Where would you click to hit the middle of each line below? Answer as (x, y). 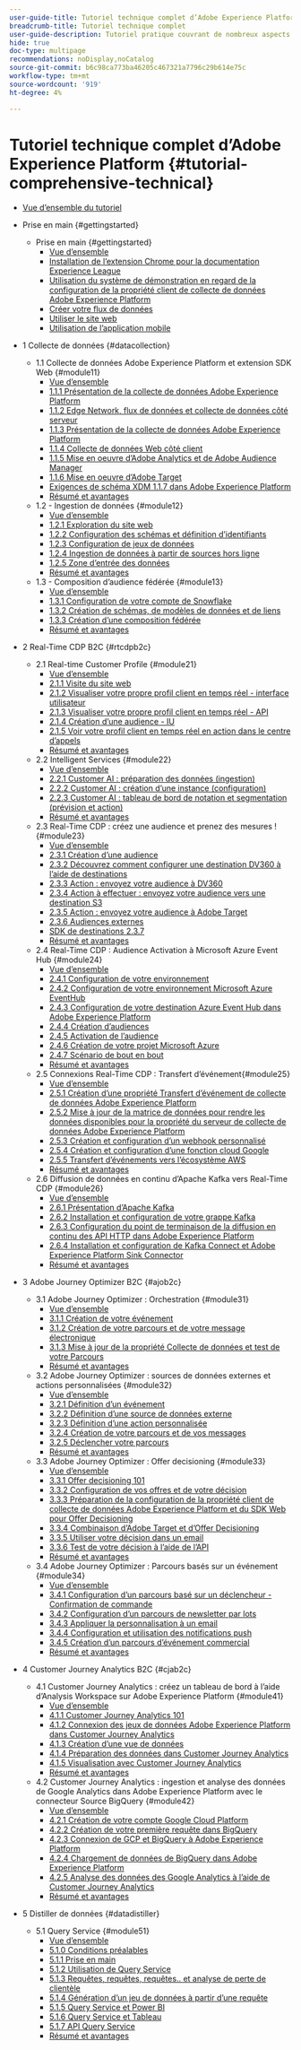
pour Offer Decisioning (91, 1519)
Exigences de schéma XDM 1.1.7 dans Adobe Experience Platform (170, 487)
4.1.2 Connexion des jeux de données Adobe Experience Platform (170, 1725)
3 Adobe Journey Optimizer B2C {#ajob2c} (102, 1282)
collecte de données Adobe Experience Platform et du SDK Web (168, 1509)
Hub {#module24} (69, 960)
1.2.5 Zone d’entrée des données (109, 563)
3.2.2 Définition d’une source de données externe (141, 1414)
